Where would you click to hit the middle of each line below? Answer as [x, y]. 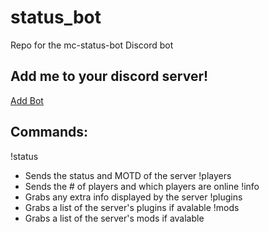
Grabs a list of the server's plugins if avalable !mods [132, 207]
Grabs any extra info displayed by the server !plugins [133, 197]
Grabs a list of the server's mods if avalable [114, 218]
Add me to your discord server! [109, 76]
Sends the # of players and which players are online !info [142, 186]
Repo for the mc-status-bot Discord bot [92, 45]
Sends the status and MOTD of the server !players [128, 175]
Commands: [49, 132]
